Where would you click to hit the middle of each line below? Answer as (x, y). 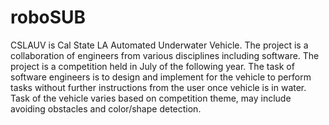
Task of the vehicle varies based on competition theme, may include (151, 98)
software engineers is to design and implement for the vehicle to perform (161, 77)
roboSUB (48, 17)
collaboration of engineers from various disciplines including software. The (165, 55)
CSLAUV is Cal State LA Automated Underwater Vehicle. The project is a (159, 45)
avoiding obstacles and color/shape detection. (106, 108)
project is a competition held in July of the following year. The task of (152, 66)
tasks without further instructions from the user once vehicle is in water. (158, 87)
